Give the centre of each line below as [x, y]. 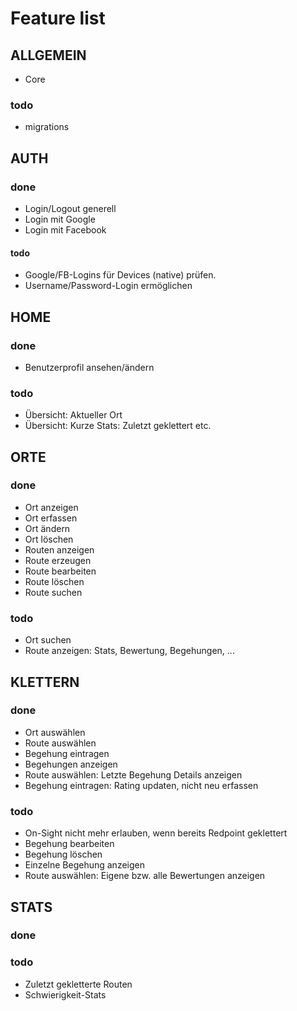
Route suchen [53, 592]
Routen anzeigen [59, 549]
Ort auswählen [55, 732]
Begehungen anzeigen [71, 764]
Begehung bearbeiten [69, 844]
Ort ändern [47, 528]
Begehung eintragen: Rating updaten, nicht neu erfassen [141, 785]
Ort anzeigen [51, 507]
